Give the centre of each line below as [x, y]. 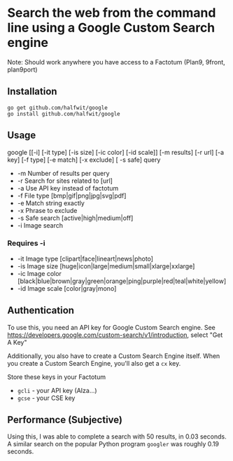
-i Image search [40, 225]
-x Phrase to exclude [47, 210]
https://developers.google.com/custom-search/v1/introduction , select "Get [115, 335]
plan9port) [22, 69]
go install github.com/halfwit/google [64, 113]
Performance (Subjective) [65, 420]
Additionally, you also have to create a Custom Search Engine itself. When [114, 356]
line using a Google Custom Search [111, 28]
